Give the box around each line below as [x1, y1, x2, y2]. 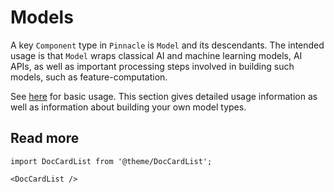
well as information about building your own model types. [10, 101, 247, 113]
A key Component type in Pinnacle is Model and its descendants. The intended [10, 39, 325, 51]
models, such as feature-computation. [10, 71, 168, 83]
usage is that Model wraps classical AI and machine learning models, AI [10, 49, 303, 61]
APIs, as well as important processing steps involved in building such [10, 60, 295, 72]
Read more [10, 130, 80, 147]
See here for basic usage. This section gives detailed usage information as [10, 90, 318, 102]
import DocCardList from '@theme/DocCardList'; [10, 156, 213, 166]
